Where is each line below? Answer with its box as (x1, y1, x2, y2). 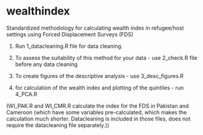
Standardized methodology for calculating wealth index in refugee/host (6, 24, 184, 31)
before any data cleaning (15, 61, 78, 68)
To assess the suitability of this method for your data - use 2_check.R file (15, 54, 198, 61)
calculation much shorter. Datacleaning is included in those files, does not (6, 115, 191, 122)
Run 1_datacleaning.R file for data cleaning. (15, 42, 123, 50)
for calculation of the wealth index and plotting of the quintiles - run (15, 84, 184, 91)
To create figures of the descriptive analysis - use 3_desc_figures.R (15, 72, 184, 79)
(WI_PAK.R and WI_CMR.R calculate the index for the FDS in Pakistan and (6, 102, 189, 110)
